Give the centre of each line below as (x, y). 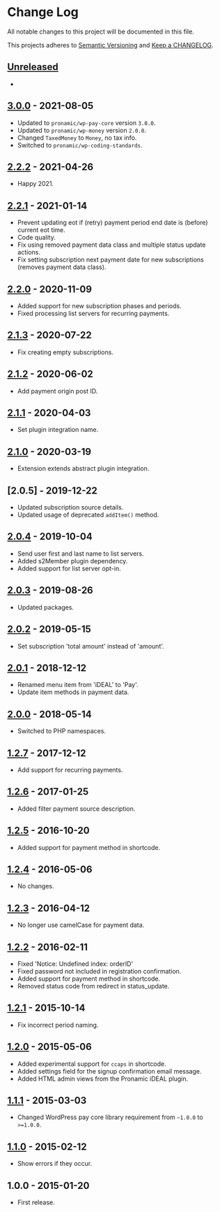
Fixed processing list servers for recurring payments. (93, 313)
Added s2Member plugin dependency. (72, 561)
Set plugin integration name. (58, 430)
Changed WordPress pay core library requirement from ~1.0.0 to (110, 1117)
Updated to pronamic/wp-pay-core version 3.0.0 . (86, 122)
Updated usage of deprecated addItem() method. (88, 515)
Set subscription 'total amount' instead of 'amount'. (91, 646)
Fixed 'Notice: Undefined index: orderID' (75, 964)
